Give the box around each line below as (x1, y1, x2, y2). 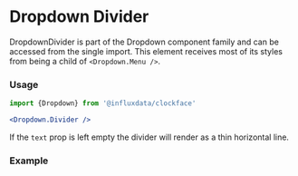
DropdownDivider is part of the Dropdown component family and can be (9, 36, 279, 47)
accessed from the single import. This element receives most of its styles (9, 45, 284, 56)
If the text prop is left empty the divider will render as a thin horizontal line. (9, 132, 290, 142)
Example (9, 154, 49, 167)
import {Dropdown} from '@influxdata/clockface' (9, 99, 197, 108)
